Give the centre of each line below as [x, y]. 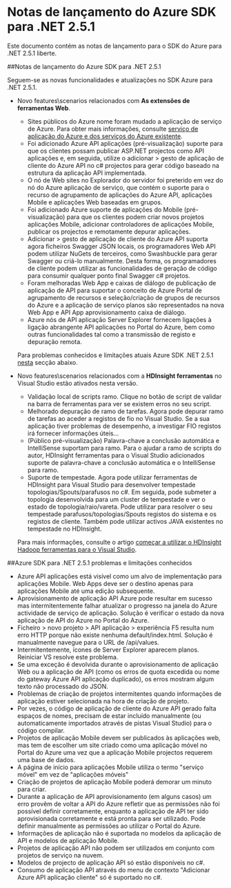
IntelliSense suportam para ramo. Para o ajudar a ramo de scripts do [124, 448]
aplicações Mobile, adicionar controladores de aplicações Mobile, [121, 224]
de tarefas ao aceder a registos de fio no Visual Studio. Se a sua [119, 418]
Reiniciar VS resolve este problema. [68, 656]
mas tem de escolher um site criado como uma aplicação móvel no [112, 745]
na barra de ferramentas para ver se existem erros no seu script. [119, 404]
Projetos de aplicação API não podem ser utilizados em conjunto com [116, 848]
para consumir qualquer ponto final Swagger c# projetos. [109, 275]
